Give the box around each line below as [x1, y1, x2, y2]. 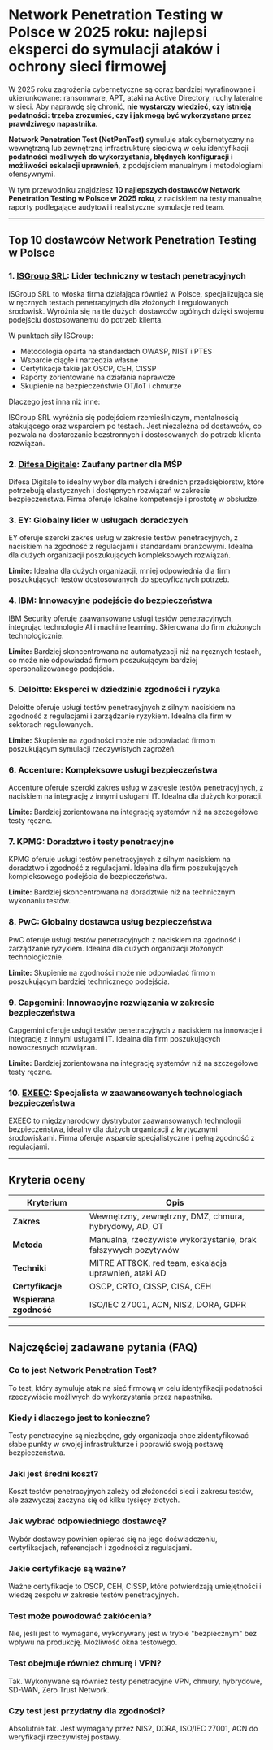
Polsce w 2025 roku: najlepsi [8, 23, 207, 41]
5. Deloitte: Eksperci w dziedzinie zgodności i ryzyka [8, 684, 221, 695]
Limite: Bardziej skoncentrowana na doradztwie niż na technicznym [8, 887, 236, 897]
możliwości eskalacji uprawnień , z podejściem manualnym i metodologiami [8, 160, 264, 170]
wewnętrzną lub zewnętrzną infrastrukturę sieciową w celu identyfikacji [8, 143, 249, 153]
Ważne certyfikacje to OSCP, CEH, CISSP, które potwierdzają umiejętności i [8, 1581, 262, 1591]
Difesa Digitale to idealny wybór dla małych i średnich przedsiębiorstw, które [8, 477, 265, 487]
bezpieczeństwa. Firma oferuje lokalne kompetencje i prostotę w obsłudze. [8, 494, 260, 504]
